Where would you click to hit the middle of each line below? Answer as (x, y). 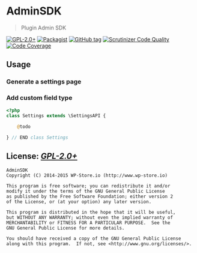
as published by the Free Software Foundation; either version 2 (89, 197)
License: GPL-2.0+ (42, 157)
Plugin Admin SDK (44, 28)
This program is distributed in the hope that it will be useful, (91, 212)
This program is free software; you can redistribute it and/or (88, 186)
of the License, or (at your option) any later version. (79, 202)
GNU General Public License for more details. (65, 228)
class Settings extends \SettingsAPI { (56, 116)
